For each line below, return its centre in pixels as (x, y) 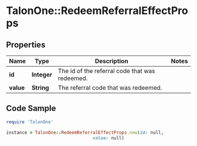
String (40, 88)
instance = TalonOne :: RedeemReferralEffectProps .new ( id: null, (85, 133)
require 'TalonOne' (30, 122)
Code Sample (31, 108)
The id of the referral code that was (106, 71)
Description (111, 61)
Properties (26, 45)
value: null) (109, 138)
